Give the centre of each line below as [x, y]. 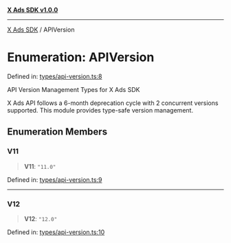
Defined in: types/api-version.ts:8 [55, 76]
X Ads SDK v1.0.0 [33, 10]
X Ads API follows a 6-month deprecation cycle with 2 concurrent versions [113, 103]
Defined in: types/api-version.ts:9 [55, 180]
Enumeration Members [57, 132]
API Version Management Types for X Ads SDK [74, 89]
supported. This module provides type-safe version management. [100, 110]
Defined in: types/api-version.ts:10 [56, 232]
